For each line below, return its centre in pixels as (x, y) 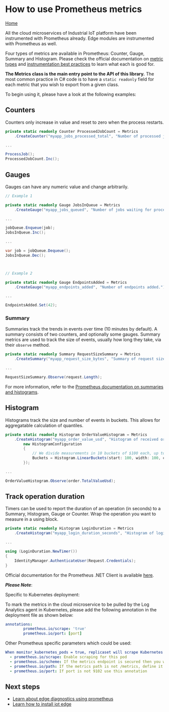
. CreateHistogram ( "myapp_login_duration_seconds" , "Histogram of (84, 533)
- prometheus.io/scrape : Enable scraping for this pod (68, 657)
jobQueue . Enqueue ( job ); (30, 228)
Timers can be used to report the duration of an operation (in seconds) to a (83, 509)
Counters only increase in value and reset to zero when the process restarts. (84, 122)
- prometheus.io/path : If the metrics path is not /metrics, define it (87, 666)
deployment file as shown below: (39, 615)
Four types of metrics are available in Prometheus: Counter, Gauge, (75, 53)
